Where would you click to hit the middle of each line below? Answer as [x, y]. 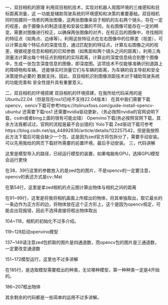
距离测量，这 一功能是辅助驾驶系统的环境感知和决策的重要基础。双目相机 [84, 13]
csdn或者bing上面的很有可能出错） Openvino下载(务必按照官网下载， [85, 118]
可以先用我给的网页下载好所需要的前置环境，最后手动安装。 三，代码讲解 [80, 143]
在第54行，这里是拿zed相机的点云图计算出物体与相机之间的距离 [71, 187]
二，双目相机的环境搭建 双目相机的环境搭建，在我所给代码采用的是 [74, 93]
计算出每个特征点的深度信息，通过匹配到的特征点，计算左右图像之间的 [81, 45]
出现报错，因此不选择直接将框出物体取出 [55, 210]
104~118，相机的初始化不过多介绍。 [42, 221]
